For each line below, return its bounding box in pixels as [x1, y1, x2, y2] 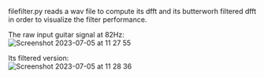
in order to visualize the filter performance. [8, 15, 147, 24]
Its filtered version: [8, 54, 69, 62]
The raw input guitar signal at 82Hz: [8, 30, 125, 39]
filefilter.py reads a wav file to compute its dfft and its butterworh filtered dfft [8, 7, 257, 16]
